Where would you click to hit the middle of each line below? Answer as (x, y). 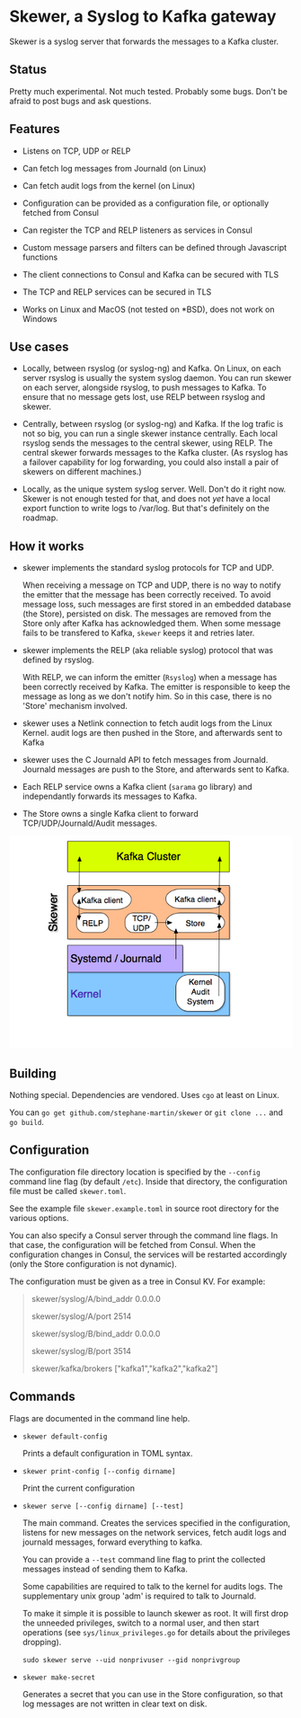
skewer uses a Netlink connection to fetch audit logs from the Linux (147, 723)
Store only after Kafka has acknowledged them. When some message (151, 624)
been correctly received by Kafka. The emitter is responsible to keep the (156, 687)
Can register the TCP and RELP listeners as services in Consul (137, 230)
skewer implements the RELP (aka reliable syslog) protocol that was (148, 651)
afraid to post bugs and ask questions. (80, 101)
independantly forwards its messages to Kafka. (110, 796)
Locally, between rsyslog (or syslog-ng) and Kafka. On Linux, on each (151, 368)
